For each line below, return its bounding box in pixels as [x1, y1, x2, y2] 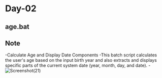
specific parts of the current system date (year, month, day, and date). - [5, 62, 151, 69]
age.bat [5, 23, 30, 31]
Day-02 [5, 3, 37, 14]
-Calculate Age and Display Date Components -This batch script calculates [5, 52, 157, 58]
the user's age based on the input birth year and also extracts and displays [5, 57, 157, 63]
